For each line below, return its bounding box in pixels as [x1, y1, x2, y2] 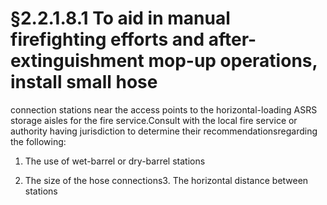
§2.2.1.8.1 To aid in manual [10, 7, 231, 30]
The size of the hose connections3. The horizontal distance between [24, 174, 309, 186]
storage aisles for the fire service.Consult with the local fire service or [10, 114, 298, 126]
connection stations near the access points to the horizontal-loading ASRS [10, 103, 318, 116]
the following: [10, 135, 67, 147]
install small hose [10, 71, 158, 94]
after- [208, 28, 257, 51]
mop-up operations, [148, 50, 318, 72]
